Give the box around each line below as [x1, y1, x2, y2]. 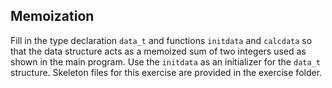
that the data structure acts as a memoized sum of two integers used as [10, 45, 307, 57]
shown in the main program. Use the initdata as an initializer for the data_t [10, 55, 321, 68]
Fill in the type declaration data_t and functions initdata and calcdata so [10, 34, 313, 46]
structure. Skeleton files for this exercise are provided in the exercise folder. [10, 66, 323, 78]
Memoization [10, 8, 95, 25]
